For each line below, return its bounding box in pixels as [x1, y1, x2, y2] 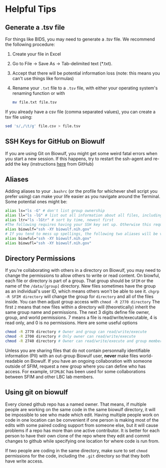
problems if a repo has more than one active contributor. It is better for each [5, 427, 160, 433]
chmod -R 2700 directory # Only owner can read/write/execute [5, 334, 136, 339]
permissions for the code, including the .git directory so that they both [5, 453, 150, 459]
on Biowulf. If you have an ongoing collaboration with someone [24, 358, 152, 364]
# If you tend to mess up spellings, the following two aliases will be [5, 231, 158, 236]
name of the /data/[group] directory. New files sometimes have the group [5, 283, 156, 289]
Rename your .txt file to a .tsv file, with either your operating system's [12, 85, 158, 91]
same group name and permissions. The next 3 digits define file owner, [5, 309, 150, 315]
